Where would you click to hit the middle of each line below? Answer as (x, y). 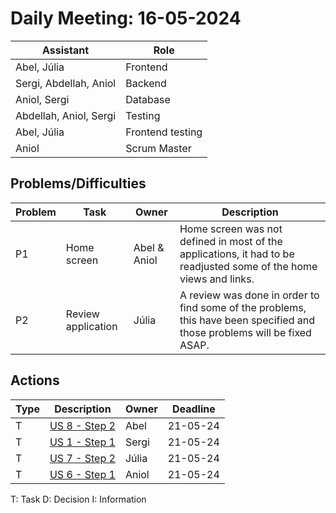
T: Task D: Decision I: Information (78, 499)
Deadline (193, 409)
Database (148, 99)
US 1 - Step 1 (82, 442)
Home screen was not (231, 229)
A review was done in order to (249, 295)
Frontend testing (164, 132)
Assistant (66, 50)
